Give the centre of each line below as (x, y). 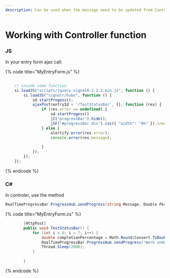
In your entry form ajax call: (34, 62)
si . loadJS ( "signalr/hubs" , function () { (68, 95)
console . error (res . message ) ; (81, 137)
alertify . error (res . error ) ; (80, 133)
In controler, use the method (35, 195)
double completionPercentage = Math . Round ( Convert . (97, 237)
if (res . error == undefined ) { (74, 110)
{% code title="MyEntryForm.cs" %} (43, 214)
